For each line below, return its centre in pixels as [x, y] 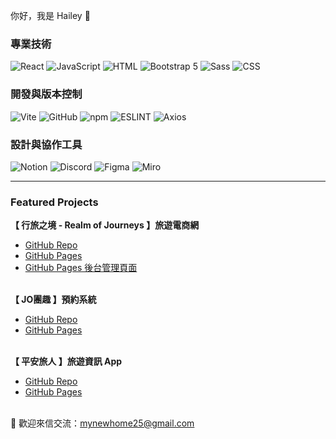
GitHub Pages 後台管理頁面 [81, 268]
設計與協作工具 [46, 144]
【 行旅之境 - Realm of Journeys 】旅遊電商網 [105, 225]
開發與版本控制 [46, 94]
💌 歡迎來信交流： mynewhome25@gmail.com [102, 423]
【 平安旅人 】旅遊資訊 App [66, 361]
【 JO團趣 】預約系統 [53, 300]
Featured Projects [54, 202]
